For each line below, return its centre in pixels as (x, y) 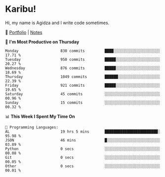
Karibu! (21, 9)
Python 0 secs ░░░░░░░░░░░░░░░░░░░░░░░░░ (83, 149)
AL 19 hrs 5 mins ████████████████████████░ (83, 132)
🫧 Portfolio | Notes (24, 32)
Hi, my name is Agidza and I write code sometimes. (57, 23)
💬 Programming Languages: (32, 127)
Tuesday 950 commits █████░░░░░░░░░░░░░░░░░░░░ (83, 59)
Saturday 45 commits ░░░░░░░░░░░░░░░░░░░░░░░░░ (83, 94)
